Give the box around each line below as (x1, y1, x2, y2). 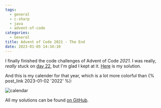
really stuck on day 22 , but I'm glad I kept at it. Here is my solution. (5, 63, 141, 69)
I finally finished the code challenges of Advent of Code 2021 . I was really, (5, 57, 157, 63)
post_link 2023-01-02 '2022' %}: (5, 78, 73, 84)
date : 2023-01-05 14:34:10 (5, 44, 61, 49)
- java (9, 21, 23, 26)
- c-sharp (9, 16, 30, 21)
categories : (5, 30, 30, 35)
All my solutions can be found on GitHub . (5, 97, 89, 103)
